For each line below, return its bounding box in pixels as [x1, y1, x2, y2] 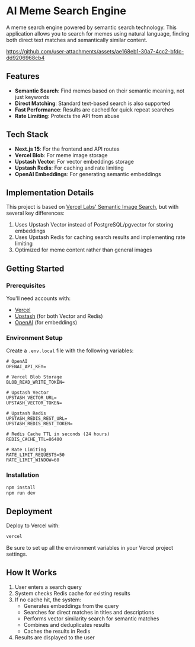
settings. [6, 550, 28, 558]
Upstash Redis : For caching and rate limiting [14, 164, 124, 171]
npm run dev [6, 490, 36, 496]
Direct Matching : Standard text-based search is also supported [14, 100, 171, 107]
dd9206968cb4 [6, 54, 45, 61]
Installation [6, 471, 40, 479]
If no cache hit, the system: [14, 596, 82, 603]
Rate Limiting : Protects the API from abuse [14, 112, 120, 119]
